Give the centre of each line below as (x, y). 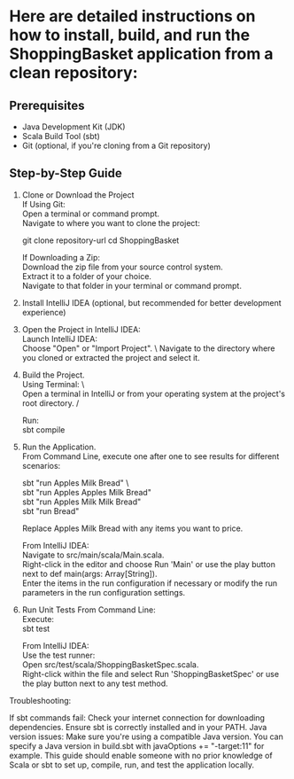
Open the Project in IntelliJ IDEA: (81, 329)
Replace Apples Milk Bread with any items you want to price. (132, 528)
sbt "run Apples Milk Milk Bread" (81, 502)
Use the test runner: (58, 655)
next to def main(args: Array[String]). (89, 573)
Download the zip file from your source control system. (122, 267)
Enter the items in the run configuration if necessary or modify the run (149, 583)
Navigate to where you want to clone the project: (111, 222)
